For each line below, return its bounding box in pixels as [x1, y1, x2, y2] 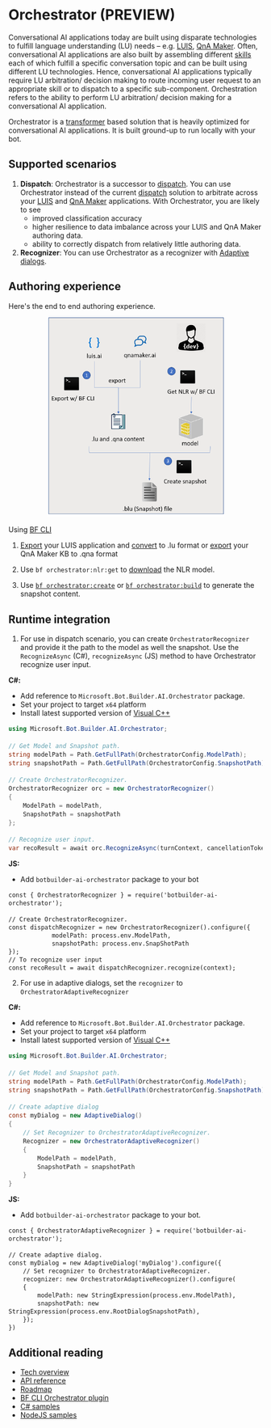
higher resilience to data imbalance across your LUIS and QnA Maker [31, 222, 262, 231]
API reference [19, 1376, 66, 1385]
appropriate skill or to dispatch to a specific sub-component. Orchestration [8, 83, 257, 94]
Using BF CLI [8, 525, 52, 534]
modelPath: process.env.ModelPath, [51, 932, 172, 940]
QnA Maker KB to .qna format [19, 549, 119, 559]
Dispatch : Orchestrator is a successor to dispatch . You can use [19, 179, 231, 188]
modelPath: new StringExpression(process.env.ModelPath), [37, 1291, 236, 1299]
